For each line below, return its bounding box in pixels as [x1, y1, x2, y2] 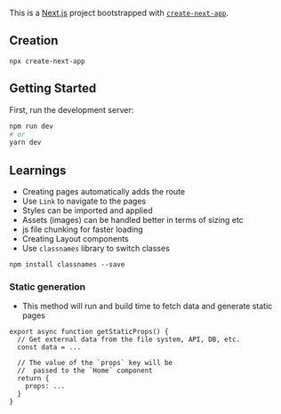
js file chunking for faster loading [21, 224, 144, 235]
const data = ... [17, 343, 82, 352]
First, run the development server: [9, 104, 134, 115]
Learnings [9, 163, 67, 178]
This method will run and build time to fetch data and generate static [21, 301, 273, 312]
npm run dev [9, 122, 53, 131]
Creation [9, 33, 59, 48]
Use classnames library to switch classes [21, 243, 171, 254]
